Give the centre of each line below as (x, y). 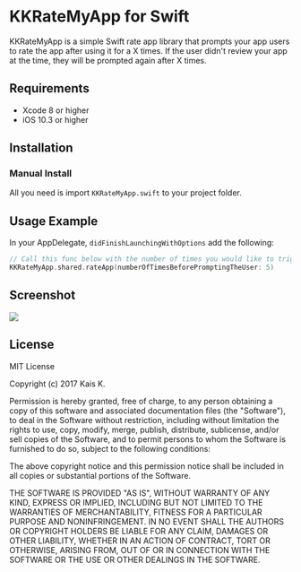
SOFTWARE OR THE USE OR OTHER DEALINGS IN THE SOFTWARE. (135, 559)
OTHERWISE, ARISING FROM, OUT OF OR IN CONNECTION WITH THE (140, 550)
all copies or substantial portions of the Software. (100, 475)
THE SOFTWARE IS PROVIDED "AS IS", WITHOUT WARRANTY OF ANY (140, 493)
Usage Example (54, 221)
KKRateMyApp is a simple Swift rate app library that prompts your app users (150, 41)
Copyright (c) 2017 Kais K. (57, 384)
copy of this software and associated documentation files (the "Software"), (148, 411)
